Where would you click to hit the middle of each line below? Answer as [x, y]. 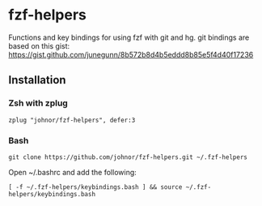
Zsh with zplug [38, 103]
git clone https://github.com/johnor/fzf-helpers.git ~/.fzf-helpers [128, 157]
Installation [37, 80]
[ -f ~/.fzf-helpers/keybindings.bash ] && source [95, 187]
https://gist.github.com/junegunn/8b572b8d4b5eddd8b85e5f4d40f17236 [131, 54]
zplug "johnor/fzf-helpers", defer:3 [72, 120]
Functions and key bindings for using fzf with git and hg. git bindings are [129, 37]
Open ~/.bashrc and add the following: [73, 172]
